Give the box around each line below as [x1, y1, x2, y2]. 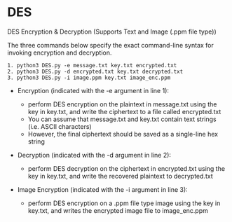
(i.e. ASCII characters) [27, 122, 93, 130]
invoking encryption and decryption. [7, 48, 112, 57]
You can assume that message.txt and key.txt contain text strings [27, 115, 217, 123]
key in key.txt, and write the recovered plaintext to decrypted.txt [27, 172, 213, 180]
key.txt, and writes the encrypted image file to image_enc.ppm [27, 206, 209, 214]
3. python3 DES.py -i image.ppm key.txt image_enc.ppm [7, 74, 171, 81]
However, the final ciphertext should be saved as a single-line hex [27, 130, 219, 138]
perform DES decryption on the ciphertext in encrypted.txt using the [27, 164, 226, 172]
